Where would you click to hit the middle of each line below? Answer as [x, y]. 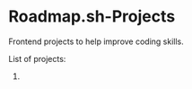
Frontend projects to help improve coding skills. [96, 41]
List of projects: [37, 58]
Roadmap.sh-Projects [92, 17]
